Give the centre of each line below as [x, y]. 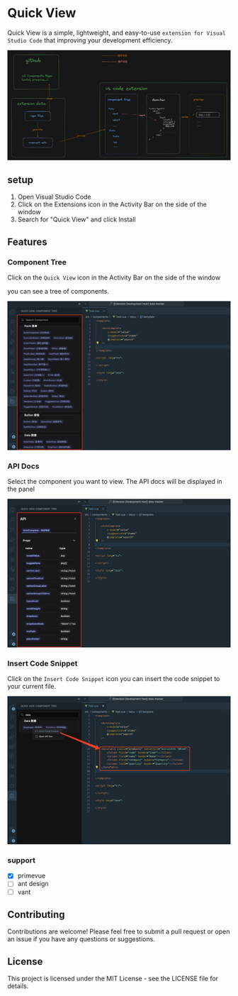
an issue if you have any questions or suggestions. [81, 939]
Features [27, 242]
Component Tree [37, 262]
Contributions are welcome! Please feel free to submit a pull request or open [119, 931]
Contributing [36, 914]
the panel [21, 489]
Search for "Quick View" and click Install [76, 220]
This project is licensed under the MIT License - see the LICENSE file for [113, 979]
